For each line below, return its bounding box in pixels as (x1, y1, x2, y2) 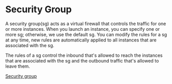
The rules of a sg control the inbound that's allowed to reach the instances (5, 52, 163, 58)
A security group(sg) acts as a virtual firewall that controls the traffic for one (5, 20, 166, 27)
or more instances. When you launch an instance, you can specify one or (5, 26, 160, 32)
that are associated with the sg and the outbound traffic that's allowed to (5, 57, 159, 64)
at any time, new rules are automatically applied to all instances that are (5, 37, 157, 43)
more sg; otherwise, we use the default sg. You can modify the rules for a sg (5, 31, 167, 37)
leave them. (5, 63, 30, 69)
